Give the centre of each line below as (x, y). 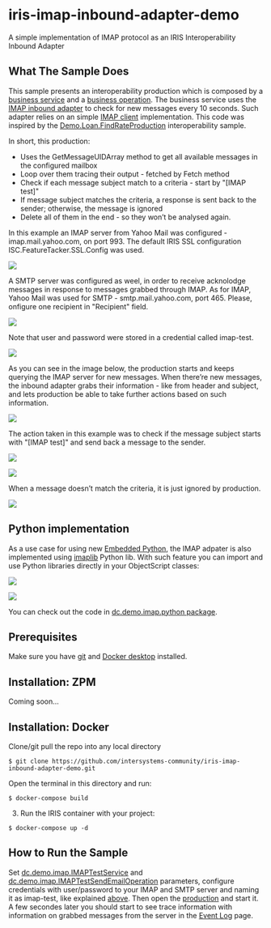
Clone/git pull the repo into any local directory (85, 746)
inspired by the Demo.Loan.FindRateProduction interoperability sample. (127, 125)
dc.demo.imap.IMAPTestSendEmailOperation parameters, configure (121, 881)
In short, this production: (49, 141)
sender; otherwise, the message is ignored (91, 208)
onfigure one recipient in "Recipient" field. (78, 306)
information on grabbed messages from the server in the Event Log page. (131, 915)
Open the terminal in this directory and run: (80, 783)
